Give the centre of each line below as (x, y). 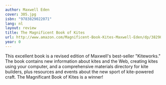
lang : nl (14, 23)
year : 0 (13, 42)
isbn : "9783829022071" (28, 19)
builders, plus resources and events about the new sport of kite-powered (80, 72)
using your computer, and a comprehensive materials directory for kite (77, 66)
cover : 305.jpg (21, 14)
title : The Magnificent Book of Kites (45, 33)
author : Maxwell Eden (27, 10)
